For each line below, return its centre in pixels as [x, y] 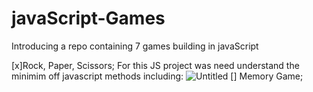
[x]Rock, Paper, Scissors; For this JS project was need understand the [155, 65]
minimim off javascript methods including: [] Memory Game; [157, 76]
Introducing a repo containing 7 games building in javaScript [135, 46]
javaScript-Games [88, 18]
